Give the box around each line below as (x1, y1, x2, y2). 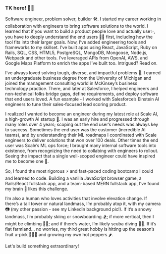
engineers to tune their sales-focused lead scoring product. (5, 102, 127, 107)
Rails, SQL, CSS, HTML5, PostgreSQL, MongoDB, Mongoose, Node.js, (5, 50, 148, 56)
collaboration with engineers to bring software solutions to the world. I (5, 23, 149, 29)
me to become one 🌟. (5, 158, 49, 164)
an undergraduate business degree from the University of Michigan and (5, 75, 152, 81)
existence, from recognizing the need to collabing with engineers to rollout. (5, 148, 159, 154)
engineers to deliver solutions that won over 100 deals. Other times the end (5, 137, 159, 143)
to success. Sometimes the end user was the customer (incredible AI (5, 127, 146, 133)
